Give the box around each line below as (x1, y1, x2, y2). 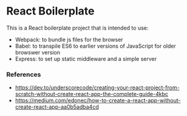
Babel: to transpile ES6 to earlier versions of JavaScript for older (15, 42, 176, 50)
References (6, 70, 41, 79)
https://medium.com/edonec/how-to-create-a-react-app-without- (15, 97, 181, 104)
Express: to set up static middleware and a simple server (15, 55, 157, 62)
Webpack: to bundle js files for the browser (15, 36, 123, 43)
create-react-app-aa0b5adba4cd (15, 103, 99, 111)
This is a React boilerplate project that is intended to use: (6, 24, 149, 31)
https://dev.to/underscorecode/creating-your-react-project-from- (15, 84, 180, 91)
